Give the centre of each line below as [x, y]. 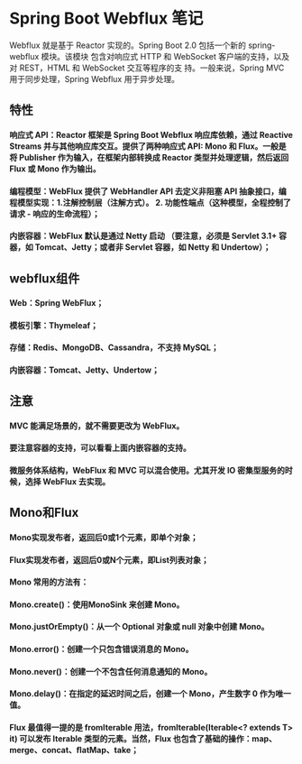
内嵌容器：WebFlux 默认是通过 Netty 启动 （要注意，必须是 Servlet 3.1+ [143, 236]
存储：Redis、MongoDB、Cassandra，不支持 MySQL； [114, 347]
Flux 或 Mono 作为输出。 [55, 169]
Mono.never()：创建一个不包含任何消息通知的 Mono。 [111, 671]
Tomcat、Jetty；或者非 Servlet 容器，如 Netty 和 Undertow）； [153, 247]
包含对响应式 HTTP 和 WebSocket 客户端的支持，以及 [190, 56]
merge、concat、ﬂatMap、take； [74, 750]
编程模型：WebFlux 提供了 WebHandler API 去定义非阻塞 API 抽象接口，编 [148, 191]
